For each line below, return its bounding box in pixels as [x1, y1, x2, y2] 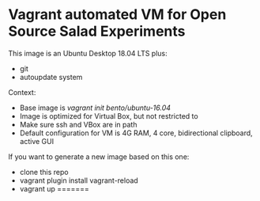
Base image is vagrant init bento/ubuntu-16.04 [19, 103, 171, 112]
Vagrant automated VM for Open [8, 6, 227, 24]
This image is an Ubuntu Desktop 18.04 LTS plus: [8, 48, 168, 58]
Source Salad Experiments [8, 22, 186, 40]
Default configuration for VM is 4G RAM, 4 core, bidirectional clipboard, [19, 128, 253, 138]
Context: [8, 87, 36, 97]
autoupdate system [19, 72, 83, 82]
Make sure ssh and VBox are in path [19, 119, 138, 129]
